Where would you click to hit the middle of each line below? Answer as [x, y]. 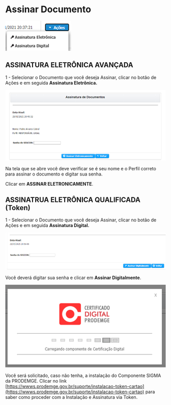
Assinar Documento [48, 9]
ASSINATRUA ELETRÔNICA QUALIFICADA [73, 200]
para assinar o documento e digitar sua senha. [54, 174]
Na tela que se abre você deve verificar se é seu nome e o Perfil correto [81, 168]
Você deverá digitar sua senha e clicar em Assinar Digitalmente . [73, 277]
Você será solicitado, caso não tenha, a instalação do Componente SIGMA [83, 375]
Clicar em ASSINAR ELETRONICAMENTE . [49, 184]
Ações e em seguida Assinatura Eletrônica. [51, 83]
